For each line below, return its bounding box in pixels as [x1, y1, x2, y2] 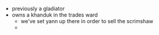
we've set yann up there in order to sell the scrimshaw [20, 18, 154, 24]
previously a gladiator [11, 5, 65, 12]
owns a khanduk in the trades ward [11, 11, 98, 18]
